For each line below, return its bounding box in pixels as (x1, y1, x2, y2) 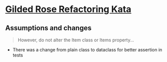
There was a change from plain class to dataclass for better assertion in (12, 47, 162, 52)
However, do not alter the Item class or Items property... (17, 37, 134, 43)
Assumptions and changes (5, 24, 92, 32)
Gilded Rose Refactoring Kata (5, 4, 132, 15)
